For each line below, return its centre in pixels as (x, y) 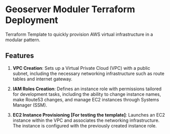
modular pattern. (23, 40)
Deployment (32, 20)
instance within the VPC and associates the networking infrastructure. (86, 120)
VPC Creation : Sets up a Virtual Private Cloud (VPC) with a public (81, 68)
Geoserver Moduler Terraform (70, 9)
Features (20, 56)
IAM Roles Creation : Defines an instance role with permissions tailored (87, 89)
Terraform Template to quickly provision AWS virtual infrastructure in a (79, 34)
